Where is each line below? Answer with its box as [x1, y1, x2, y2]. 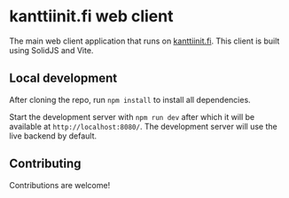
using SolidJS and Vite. [9, 44, 94, 55]
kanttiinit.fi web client [9, 6, 174, 27]
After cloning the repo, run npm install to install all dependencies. [9, 94, 251, 105]
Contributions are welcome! [9, 179, 111, 190]
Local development [9, 71, 118, 86]
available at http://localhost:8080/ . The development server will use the [9, 121, 277, 131]
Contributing [9, 156, 82, 171]
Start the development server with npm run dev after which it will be [9, 111, 255, 122]
